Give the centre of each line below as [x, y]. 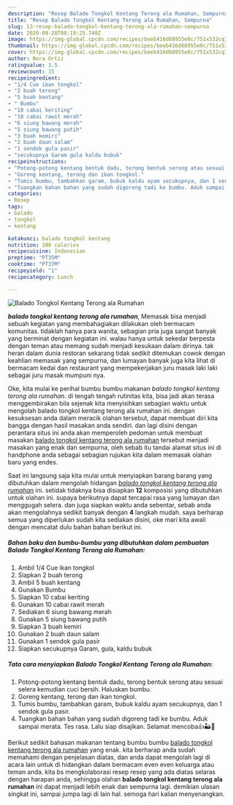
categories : [25, 194]
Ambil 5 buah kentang [49, 582]
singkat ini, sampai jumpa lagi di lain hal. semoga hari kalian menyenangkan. [116, 794]
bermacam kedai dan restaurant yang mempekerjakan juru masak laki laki [113, 368]
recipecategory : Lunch [40, 277]
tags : [16, 207]
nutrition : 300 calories [44, 245]
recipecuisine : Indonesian [47, 251]
